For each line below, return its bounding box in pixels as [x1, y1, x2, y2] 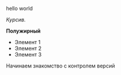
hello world [6, 5, 33, 12]
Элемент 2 [14, 45, 42, 52]
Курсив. [6, 16, 26, 23]
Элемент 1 [14, 39, 41, 45]
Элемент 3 [14, 51, 42, 58]
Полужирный [6, 27, 41, 34]
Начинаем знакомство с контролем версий [6, 62, 115, 69]
